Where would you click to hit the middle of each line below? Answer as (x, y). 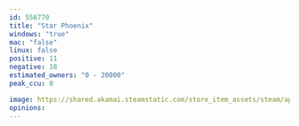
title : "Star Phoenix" (51, 26)
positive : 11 (33, 59)
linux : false (33, 51)
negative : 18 (33, 67)
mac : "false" (33, 42)
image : (21, 99)
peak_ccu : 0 (31, 83)
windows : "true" (39, 34)
